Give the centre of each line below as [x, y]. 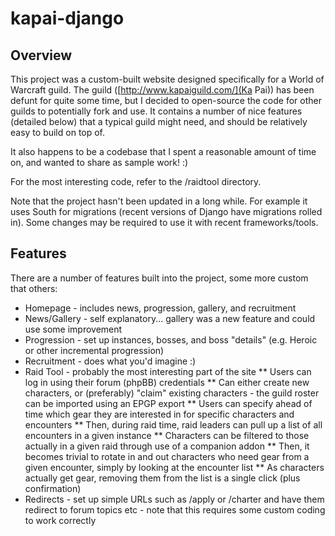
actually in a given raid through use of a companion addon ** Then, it [167, 446]
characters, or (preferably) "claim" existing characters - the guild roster [172, 393]
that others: [34, 288]
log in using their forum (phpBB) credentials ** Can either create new [167, 382]
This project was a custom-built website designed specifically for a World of [167, 79]
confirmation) [53, 488]
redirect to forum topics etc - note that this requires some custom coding [175, 509]
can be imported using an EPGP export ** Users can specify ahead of [168, 403]
